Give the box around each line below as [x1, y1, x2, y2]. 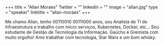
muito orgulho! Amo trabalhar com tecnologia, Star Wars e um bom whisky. [5, 34, 157, 40]
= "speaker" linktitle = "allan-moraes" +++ [5, 9, 91, 15]
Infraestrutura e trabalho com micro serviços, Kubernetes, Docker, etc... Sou [5, 24, 159, 30]
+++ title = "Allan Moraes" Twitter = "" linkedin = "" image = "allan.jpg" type [5, 4, 158, 10]
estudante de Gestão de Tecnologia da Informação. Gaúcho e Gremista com [5, 29, 159, 35]
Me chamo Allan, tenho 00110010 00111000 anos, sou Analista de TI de [5, 19, 148, 24]
